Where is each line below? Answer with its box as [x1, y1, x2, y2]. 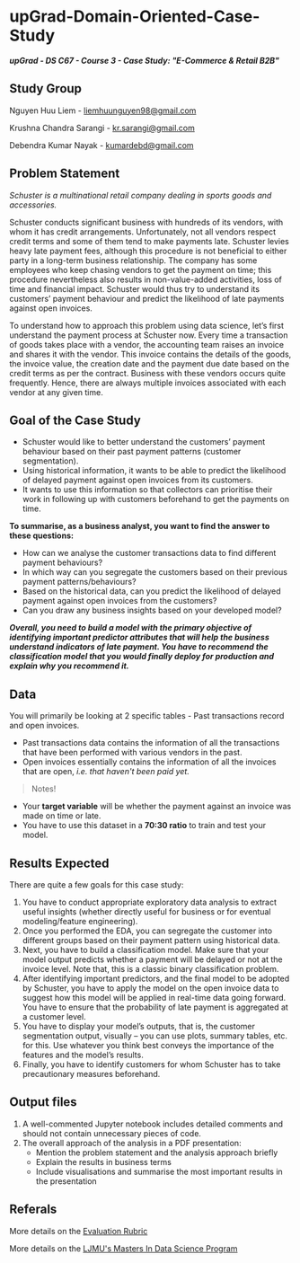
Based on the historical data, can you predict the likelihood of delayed [22, 586, 281, 596]
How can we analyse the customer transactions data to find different [22, 548, 277, 559]
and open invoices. [9, 720, 80, 731]
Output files [9, 1094, 78, 1110]
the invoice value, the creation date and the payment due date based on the [9, 358, 290, 369]
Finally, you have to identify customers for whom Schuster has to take [22, 1059, 281, 1070]
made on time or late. [22, 810, 101, 821]
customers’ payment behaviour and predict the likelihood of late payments [9, 293, 285, 304]
